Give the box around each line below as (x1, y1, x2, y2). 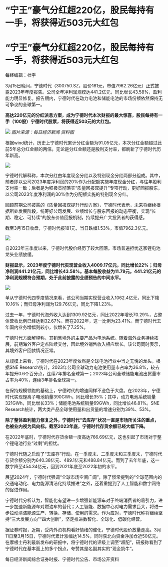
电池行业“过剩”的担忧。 (13, 440, 62, 447)
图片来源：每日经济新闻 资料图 (11, 129, 74, 135)
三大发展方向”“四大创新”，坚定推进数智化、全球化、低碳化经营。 (11, 516, 144, 522)
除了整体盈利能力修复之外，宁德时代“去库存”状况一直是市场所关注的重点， (5, 417, 159, 423)
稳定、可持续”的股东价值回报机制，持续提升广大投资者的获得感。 (13, 214, 147, 221)
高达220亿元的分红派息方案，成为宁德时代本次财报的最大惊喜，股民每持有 (5, 112, 158, 118)
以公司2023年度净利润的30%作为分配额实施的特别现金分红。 (5, 191, 131, 197)
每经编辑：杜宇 (5, 72, 36, 78)
